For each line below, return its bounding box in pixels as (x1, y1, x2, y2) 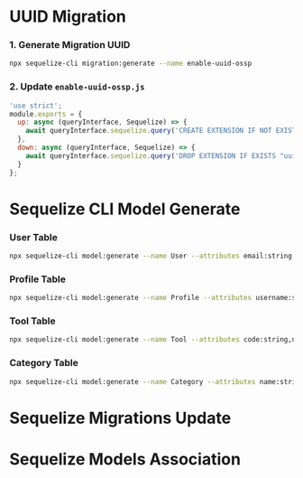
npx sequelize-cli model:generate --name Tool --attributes (9, 335, 241, 344)
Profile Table (9, 273, 66, 286)
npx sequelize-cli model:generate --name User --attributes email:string (9, 251, 293, 261)
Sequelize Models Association (9, 449, 242, 469)
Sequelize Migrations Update (9, 408, 232, 428)
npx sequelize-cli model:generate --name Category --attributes (9, 377, 256, 386)
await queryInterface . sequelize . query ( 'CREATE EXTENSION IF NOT (25, 127, 272, 136)
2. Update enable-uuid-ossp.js (9, 80, 145, 93)
